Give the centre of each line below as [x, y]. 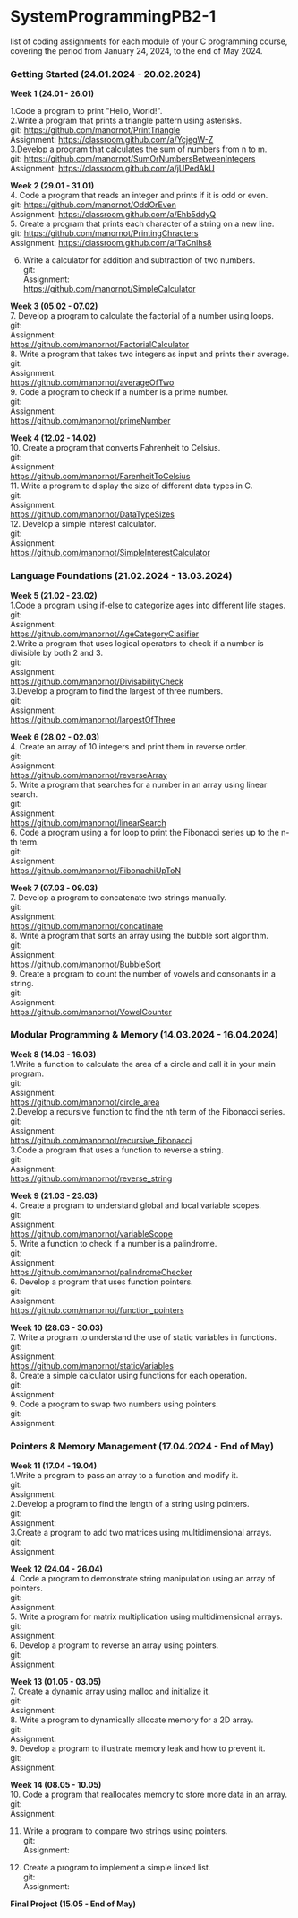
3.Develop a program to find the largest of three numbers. [117, 691]
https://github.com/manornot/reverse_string [91, 1178]
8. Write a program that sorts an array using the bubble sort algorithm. [140, 935]
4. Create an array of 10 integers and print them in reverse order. [129, 746]
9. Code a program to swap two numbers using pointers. [114, 1404]
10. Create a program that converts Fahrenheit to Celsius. [115, 448]
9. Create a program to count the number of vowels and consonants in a [143, 973]
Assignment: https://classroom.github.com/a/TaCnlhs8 [111, 243]
